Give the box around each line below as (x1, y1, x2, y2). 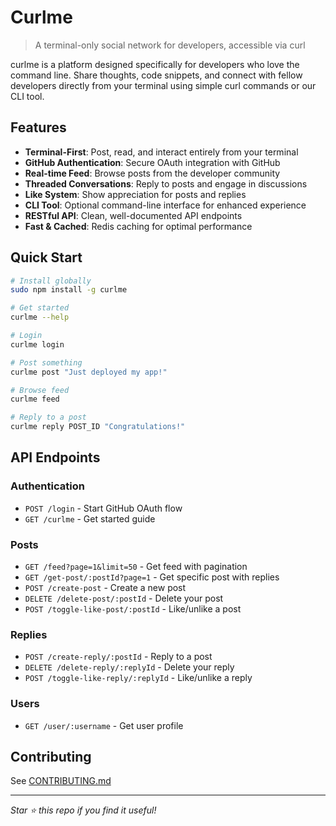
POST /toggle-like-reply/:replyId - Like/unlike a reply (24, 672, 253, 684)
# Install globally (10, 276, 92, 286)
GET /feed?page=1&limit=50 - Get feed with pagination (24, 561, 248, 573)
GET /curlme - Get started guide (24, 512, 156, 525)
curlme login (10, 339, 65, 350)
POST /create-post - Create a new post (24, 582, 187, 594)
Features (10, 119, 67, 136)
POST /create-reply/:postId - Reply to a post (24, 651, 213, 663)
